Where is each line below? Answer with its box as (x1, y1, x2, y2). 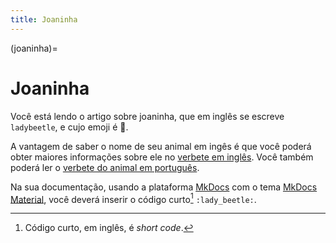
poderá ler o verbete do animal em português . (10, 161, 200, 173)
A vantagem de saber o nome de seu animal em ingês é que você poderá (10, 140, 312, 152)
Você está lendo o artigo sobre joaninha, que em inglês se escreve (10, 110, 285, 122)
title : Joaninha (10, 14, 78, 25)
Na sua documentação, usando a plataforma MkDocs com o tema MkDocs (10, 181, 318, 193)
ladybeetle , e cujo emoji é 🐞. (10, 121, 129, 133)
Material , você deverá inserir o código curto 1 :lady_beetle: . (10, 191, 257, 205)
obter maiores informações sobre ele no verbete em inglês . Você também (10, 151, 314, 163)
